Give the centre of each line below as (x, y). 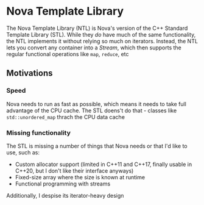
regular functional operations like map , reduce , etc (68, 54)
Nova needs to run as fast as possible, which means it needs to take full (97, 104)
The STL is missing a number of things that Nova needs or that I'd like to (97, 146)
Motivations (30, 74)
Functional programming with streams (63, 184)
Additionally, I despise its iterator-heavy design (65, 195)
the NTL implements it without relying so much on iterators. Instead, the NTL (102, 41)
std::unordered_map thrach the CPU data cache (65, 117)
